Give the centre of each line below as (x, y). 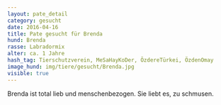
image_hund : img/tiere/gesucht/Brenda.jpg (71, 67)
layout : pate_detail (38, 14)
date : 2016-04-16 (33, 27)
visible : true (28, 73)
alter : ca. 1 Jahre (36, 54)
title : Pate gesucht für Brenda (55, 34)
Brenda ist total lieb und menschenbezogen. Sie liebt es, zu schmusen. (110, 94)
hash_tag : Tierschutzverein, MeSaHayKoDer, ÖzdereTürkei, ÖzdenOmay (110, 60)
